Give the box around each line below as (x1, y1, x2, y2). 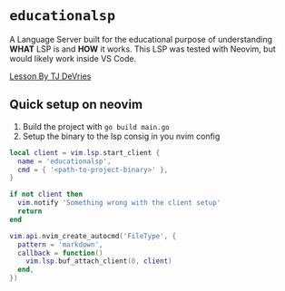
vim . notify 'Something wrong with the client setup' (17, 199, 221, 208)
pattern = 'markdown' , (17, 239, 103, 249)
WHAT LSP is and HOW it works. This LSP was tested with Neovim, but (9, 44, 277, 54)
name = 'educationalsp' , (17, 157, 112, 166)
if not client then (9, 189, 84, 199)
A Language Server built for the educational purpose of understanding (9, 34, 273, 44)
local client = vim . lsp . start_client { (9, 148, 161, 157)
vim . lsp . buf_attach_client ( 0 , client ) (25, 257, 172, 266)
